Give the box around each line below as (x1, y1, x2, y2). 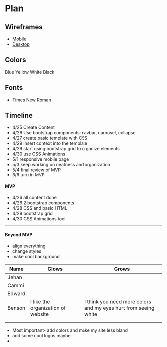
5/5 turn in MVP (12, 172, 45, 178)
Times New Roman (12, 97, 51, 103)
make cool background (12, 253, 60, 259)
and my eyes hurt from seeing (84, 304, 155, 311)
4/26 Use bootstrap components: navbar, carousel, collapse (12, 130, 136, 136)
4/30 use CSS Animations (12, 151, 66, 157)
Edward (7, 290, 26, 297)
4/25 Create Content (12, 124, 55, 130)
